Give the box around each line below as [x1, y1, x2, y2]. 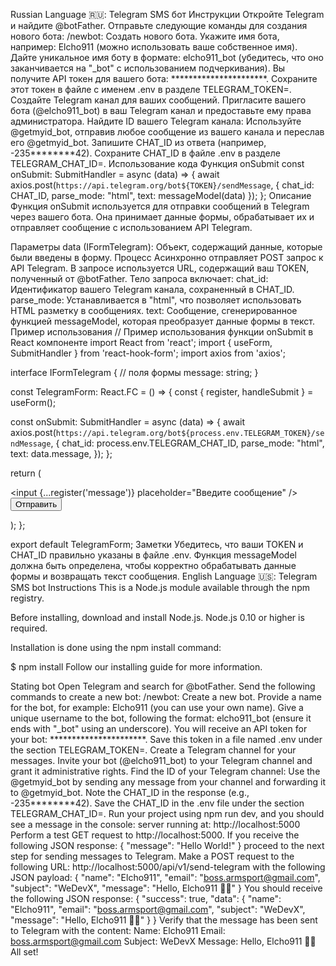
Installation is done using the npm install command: [10, 642, 222, 653]
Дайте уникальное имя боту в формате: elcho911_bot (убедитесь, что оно [10, 52, 324, 63]
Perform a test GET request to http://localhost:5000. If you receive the [10, 829, 300, 841]
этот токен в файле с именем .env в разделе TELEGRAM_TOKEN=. [10, 84, 292, 95]
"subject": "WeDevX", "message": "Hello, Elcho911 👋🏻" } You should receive [10, 882, 323, 894]
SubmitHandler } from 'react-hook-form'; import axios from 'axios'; [10, 347, 286, 359]
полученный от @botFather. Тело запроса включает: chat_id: [10, 273, 269, 284]
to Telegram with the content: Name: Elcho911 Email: [10, 925, 226, 936]
